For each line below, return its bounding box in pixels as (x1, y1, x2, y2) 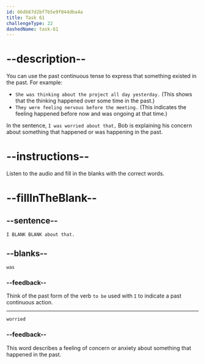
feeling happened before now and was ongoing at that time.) (15, 110, 168, 118)
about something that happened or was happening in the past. (6, 129, 163, 136)
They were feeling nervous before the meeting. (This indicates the (15, 104, 187, 111)
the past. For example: (6, 79, 63, 86)
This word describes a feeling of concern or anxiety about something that (6, 344, 192, 351)
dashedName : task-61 (6, 26, 59, 32)
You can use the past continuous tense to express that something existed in (6, 73, 197, 80)
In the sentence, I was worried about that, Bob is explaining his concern (6, 122, 192, 129)
